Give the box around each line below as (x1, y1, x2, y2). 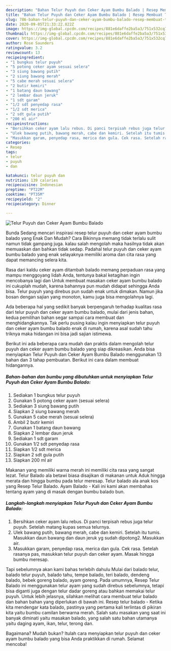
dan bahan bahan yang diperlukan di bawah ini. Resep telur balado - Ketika (6, 599, 163, 605)
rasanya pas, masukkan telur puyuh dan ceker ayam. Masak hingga (13, 551, 154, 557)
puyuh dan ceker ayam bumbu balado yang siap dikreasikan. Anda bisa (6, 346, 155, 352)
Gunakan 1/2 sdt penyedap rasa (13, 441, 80, 447)
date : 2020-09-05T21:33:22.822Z (6, 21, 74, 27)
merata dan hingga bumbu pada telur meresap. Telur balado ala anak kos (6, 477, 159, 484)
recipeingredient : (6, 55, 45, 60)
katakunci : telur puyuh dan (6, 173, 65, 178)
